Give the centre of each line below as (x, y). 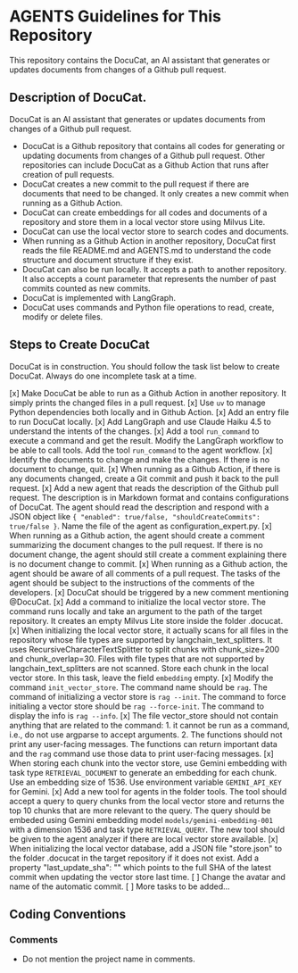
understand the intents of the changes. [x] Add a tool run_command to (134, 431)
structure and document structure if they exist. (108, 260)
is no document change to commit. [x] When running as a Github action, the (149, 563)
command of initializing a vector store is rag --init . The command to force (148, 696)
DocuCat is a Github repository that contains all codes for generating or (153, 146)
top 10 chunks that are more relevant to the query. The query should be (140, 811)
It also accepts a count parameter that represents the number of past (149, 279)
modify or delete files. (62, 316)
